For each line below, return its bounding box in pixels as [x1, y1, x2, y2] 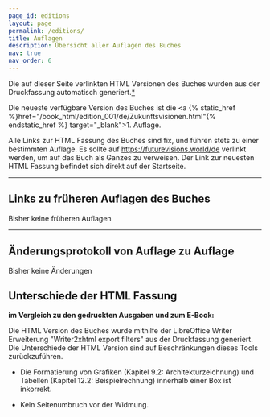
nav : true [8, 49, 42, 57]
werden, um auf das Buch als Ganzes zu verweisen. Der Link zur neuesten [8, 152, 255, 162]
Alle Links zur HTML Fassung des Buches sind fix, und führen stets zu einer [8, 135, 260, 145]
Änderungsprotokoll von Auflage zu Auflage [8, 245, 235, 258]
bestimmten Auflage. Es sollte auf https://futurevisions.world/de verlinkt [8, 144, 247, 154]
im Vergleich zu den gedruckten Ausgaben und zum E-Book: [8, 311, 215, 320]
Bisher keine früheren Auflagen [8, 213, 112, 223]
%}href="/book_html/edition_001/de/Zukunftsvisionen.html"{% [8, 111, 217, 121]
